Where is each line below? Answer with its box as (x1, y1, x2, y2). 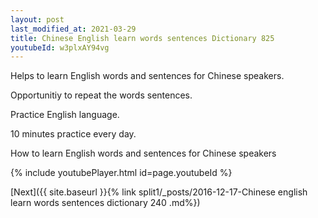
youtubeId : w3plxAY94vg (10, 42, 110, 53)
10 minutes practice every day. (10, 128, 137, 140)
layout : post (10, 14, 65, 25)
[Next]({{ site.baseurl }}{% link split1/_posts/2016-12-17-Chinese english (10, 186, 308, 198)
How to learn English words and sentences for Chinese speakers (10, 147, 277, 160)
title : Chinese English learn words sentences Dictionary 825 (10, 33, 275, 43)
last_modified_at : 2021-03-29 (10, 24, 137, 34)
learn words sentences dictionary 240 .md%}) (10, 197, 201, 209)
